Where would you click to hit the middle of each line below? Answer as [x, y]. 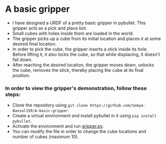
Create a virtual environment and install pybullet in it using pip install [84, 116]
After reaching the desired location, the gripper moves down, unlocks [83, 65]
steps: [13, 94]
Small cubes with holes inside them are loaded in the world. [73, 33]
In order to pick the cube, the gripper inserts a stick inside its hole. [80, 49]
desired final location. [34, 44]
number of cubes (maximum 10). [46, 137]
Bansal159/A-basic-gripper [40, 111]
